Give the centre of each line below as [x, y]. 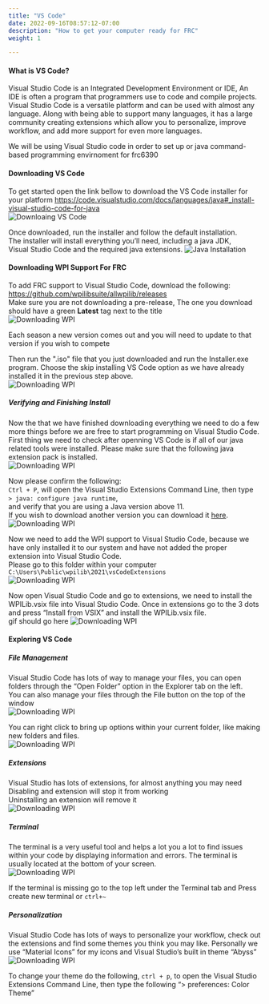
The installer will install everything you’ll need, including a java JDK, [120, 240]
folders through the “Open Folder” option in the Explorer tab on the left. [126, 686]
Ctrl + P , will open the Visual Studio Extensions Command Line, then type [131, 489]
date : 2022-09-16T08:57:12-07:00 [64, 23]
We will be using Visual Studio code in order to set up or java [108, 147]
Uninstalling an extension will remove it [73, 800]
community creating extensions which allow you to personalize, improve [127, 122]
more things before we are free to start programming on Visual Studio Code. [134, 431]
